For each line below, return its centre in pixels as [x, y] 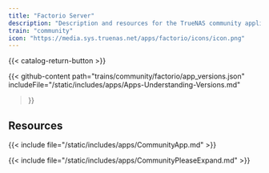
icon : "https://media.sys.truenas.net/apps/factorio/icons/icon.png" [127, 38]
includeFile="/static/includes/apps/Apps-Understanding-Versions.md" [124, 85]
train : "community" [41, 30]
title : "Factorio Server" [51, 16]
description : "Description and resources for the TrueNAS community [125, 23]
